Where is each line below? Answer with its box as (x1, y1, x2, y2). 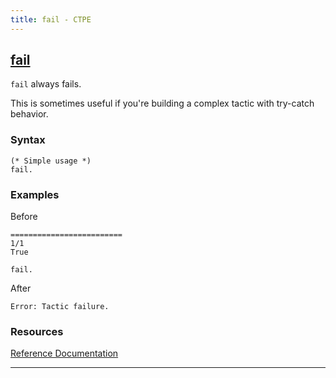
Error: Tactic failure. (10, 302, 110, 312)
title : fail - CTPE (10, 14, 92, 25)
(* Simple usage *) (10, 156, 92, 166)
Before (10, 211, 38, 223)
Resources (10, 324, 64, 338)
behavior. (10, 108, 49, 120)
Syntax (10, 133, 46, 147)
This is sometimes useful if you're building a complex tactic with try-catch (10, 97, 315, 110)
